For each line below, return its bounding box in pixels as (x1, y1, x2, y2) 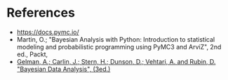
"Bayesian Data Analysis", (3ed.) (16, 65, 111, 73)
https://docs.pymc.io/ (16, 28, 79, 36)
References (6, 5, 75, 21)
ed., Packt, (16, 50, 48, 58)
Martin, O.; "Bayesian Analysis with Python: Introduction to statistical (16, 35, 215, 43)
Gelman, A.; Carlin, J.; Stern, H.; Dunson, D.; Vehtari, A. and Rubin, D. (16, 57, 216, 65)
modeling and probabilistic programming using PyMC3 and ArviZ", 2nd (16, 42, 222, 51)
